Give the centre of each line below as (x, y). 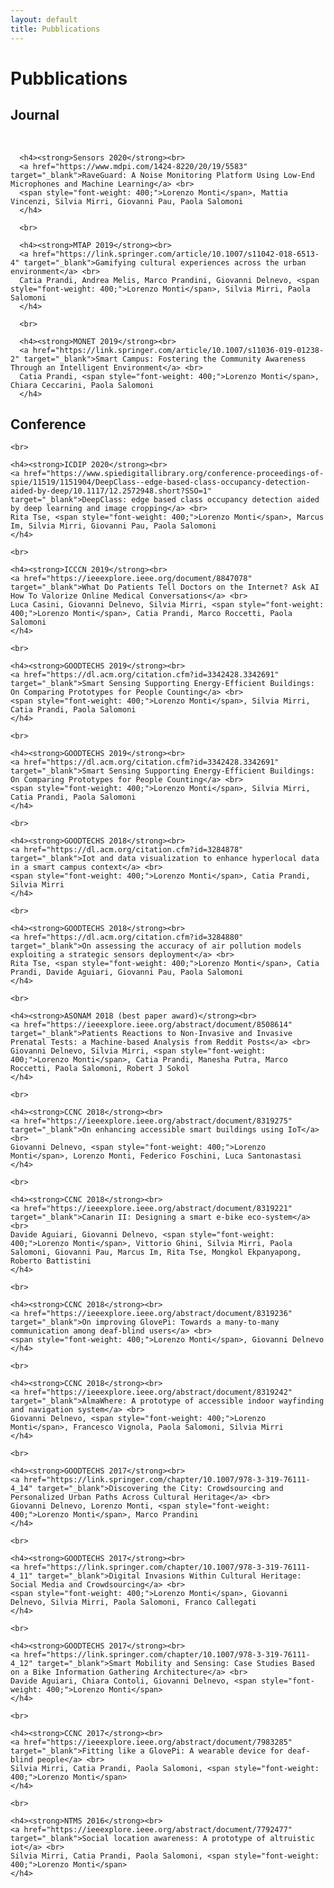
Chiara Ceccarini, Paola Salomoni (82, 385)
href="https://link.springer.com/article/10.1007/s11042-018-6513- (176, 254)
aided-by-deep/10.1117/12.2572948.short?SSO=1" (111, 491)
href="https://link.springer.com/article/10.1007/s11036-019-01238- (178, 350)
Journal (35, 115)
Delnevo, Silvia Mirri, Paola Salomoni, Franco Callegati (133, 1602)
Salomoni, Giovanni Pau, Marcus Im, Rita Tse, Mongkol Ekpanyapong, (156, 1252)
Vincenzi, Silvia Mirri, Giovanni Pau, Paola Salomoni (127, 201)
